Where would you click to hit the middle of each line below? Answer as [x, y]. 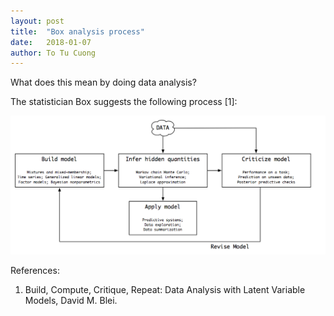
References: [35, 271]
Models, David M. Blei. [71, 301]
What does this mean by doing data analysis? [103, 82]
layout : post [37, 21]
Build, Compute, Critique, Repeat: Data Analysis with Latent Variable [165, 290]
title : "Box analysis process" [77, 31]
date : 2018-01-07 [51, 42]
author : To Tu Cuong [53, 53]
